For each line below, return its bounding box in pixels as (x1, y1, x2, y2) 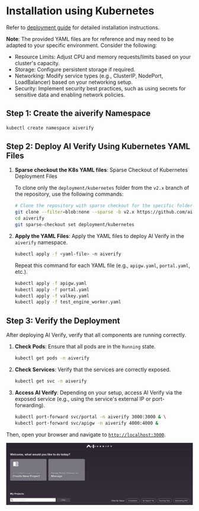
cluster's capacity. (14, 59, 60, 67)
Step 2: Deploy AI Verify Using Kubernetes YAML (6, 142, 191, 152)
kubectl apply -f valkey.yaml (14, 293, 90, 299)
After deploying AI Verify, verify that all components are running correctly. (6, 331, 187, 338)
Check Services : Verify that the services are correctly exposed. (14, 366, 171, 373)
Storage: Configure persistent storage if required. (14, 65, 136, 73)
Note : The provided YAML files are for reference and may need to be (6, 35, 174, 42)
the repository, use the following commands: (14, 190, 124, 197)
